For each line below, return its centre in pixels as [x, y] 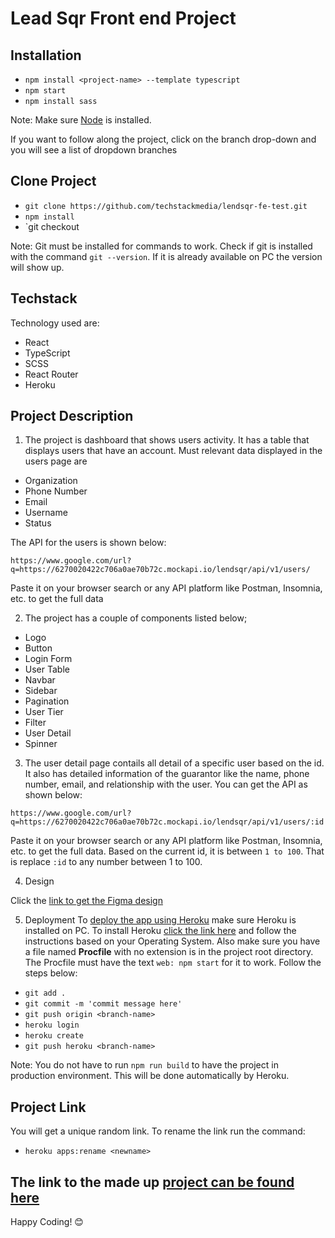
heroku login [52, 1025]
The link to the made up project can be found [152, 1182]
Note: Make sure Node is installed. [81, 120]
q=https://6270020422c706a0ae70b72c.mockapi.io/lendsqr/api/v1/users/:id [167, 822]
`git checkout [52, 226]
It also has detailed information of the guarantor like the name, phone [167, 774]
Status [38, 523]
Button [38, 648]
